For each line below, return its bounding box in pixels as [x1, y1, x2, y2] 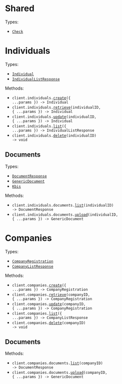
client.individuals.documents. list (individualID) [12, 203, 114, 208]
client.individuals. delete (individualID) [12, 133, 97, 138]
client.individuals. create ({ [12, 96, 71, 100]
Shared [5, 3, 35, 14]
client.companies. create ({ [12, 283, 67, 288]
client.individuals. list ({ [12, 124, 67, 128]
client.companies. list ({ [12, 311, 62, 316]
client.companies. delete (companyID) [12, 320, 86, 325]
